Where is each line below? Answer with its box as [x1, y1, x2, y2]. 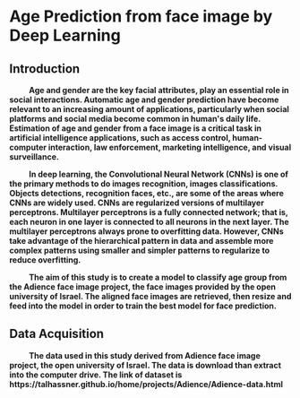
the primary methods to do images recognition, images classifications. [9, 178, 279, 189]
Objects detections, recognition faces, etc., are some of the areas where [9, 188, 285, 198]
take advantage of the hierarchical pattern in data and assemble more [9, 236, 274, 246]
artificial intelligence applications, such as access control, [9, 133, 231, 143]
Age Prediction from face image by [9, 6, 273, 27]
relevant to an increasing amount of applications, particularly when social [9, 104, 289, 114]
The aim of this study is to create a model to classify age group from [29, 272, 287, 282]
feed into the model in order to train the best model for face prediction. [9, 300, 278, 311]
